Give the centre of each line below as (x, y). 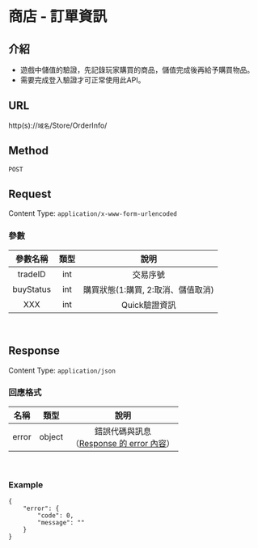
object (51, 436)
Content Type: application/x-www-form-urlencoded (93, 213)
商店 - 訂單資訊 (58, 17)
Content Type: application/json (62, 370)
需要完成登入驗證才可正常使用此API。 (82, 80)
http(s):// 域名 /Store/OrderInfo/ (58, 125)
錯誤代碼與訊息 (123, 431)
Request (30, 194)
